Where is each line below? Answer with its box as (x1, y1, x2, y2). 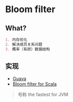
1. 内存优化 (5, 37, 28, 42)
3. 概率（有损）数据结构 (5, 47, 50, 52)
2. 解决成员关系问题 (5, 42, 43, 47)
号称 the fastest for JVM (17, 91, 68, 97)
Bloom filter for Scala (12, 81, 57, 87)
